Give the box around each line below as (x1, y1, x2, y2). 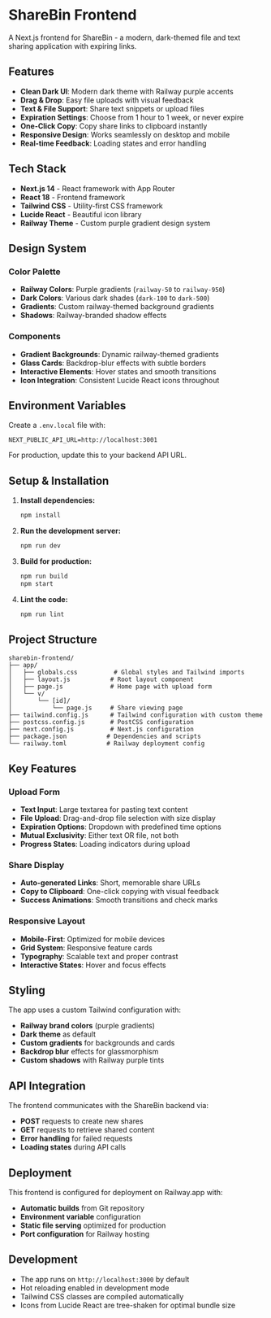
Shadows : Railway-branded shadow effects (19, 311, 167, 321)
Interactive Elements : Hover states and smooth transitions (19, 366, 217, 376)
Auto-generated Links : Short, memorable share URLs (19, 878, 201, 888)
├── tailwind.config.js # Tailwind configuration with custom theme (8, 711, 264, 719)
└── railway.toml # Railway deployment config (8, 740, 205, 748)
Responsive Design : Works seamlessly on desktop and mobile (19, 129, 230, 139)
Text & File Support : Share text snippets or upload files (19, 103, 204, 113)
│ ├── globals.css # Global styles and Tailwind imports (8, 669, 245, 677)
